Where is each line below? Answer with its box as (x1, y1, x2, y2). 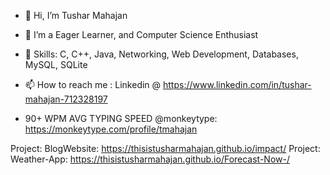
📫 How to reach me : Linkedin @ (24, 79, 162, 90)
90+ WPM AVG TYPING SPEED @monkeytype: (24, 113, 218, 124)
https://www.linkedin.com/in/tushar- (163, 79, 312, 90)
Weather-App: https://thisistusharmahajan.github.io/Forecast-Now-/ (10, 153, 290, 165)
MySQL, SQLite (24, 59, 88, 70)
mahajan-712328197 (24, 93, 108, 105)
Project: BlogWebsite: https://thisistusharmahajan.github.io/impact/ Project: (10, 143, 321, 154)
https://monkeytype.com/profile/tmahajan (24, 123, 198, 135)
